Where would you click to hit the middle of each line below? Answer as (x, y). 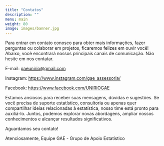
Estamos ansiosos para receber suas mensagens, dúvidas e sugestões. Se (82, 98)
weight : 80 (16, 24)
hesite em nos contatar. (29, 59)
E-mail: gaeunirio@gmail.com (35, 69)
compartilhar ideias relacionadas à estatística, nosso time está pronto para (82, 108)
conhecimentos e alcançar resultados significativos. (59, 119)
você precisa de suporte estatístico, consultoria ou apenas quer (71, 103)
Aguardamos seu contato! (32, 129)
